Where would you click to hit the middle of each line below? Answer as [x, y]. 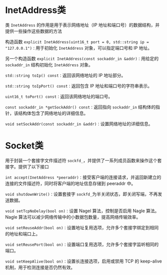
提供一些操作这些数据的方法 [34, 31]
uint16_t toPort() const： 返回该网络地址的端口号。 [59, 96]
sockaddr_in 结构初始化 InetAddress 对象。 [49, 65]
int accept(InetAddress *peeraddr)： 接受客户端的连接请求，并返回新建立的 [83, 177]
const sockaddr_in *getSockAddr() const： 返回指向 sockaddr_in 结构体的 [81, 107]
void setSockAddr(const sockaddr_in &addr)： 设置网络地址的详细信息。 [79, 124]
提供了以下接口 [33, 167]
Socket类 [24, 146]
